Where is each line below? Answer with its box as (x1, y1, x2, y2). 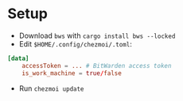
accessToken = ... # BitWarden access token (21, 62, 172, 69)
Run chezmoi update (18, 84, 84, 93)
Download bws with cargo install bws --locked (18, 31, 176, 40)
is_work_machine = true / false (21, 69, 123, 77)
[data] (7, 54, 29, 62)
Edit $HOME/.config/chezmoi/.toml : (18, 39, 133, 48)
